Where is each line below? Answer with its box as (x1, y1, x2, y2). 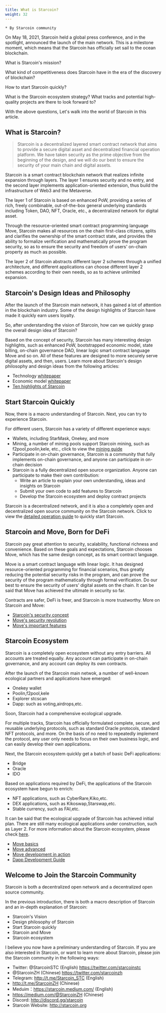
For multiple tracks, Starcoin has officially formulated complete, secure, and (5, 720, 160, 726)
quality (5, 99, 19, 105)
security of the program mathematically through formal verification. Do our (5, 577, 158, 583)
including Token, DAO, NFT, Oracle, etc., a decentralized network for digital (5, 208, 159, 214)
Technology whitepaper (12, 373, 61, 379)
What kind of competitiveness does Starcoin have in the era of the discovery (5, 69, 162, 75)
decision (24, 461, 43, 467)
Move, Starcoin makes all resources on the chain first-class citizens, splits (5, 228, 156, 234)
